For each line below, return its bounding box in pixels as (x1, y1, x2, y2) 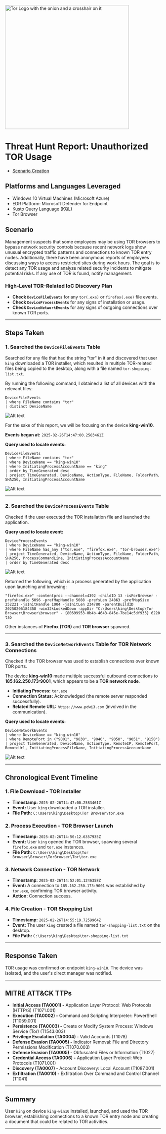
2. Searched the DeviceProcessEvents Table (5, 503, 109, 510)
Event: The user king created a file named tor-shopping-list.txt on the (12, 922, 161, 928)
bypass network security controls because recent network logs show (5, 244, 146, 250)
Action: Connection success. (12, 893, 72, 899)
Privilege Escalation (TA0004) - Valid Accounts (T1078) (12, 1034, 127, 1040)
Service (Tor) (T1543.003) (12, 1028, 66, 1034)
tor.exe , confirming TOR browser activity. (12, 888, 98, 894)
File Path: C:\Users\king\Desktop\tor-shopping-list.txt (12, 932, 128, 939)
